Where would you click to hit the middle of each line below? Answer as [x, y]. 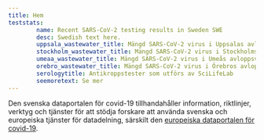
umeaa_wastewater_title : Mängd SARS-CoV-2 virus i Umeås [131, 59]
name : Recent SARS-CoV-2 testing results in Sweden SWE [130, 30]
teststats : [26, 23]
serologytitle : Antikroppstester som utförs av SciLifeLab [135, 74]
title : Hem [26, 15]
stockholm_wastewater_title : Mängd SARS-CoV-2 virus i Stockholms [147, 52]
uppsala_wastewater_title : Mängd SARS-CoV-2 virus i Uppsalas [140, 45]
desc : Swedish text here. [79, 37]
